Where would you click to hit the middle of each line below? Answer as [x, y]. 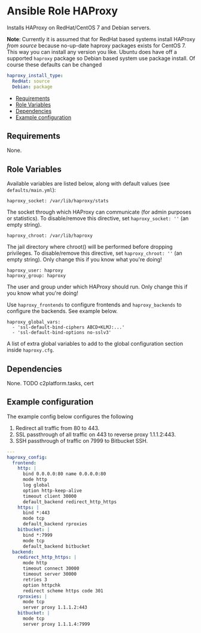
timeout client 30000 [50, 496]
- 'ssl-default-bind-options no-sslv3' [62, 333]
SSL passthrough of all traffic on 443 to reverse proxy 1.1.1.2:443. [95, 434]
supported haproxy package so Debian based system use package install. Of [101, 58]
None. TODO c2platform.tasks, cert [51, 383]
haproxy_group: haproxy [36, 276]
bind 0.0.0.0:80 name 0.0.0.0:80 [64, 474]
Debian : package [32, 87]
